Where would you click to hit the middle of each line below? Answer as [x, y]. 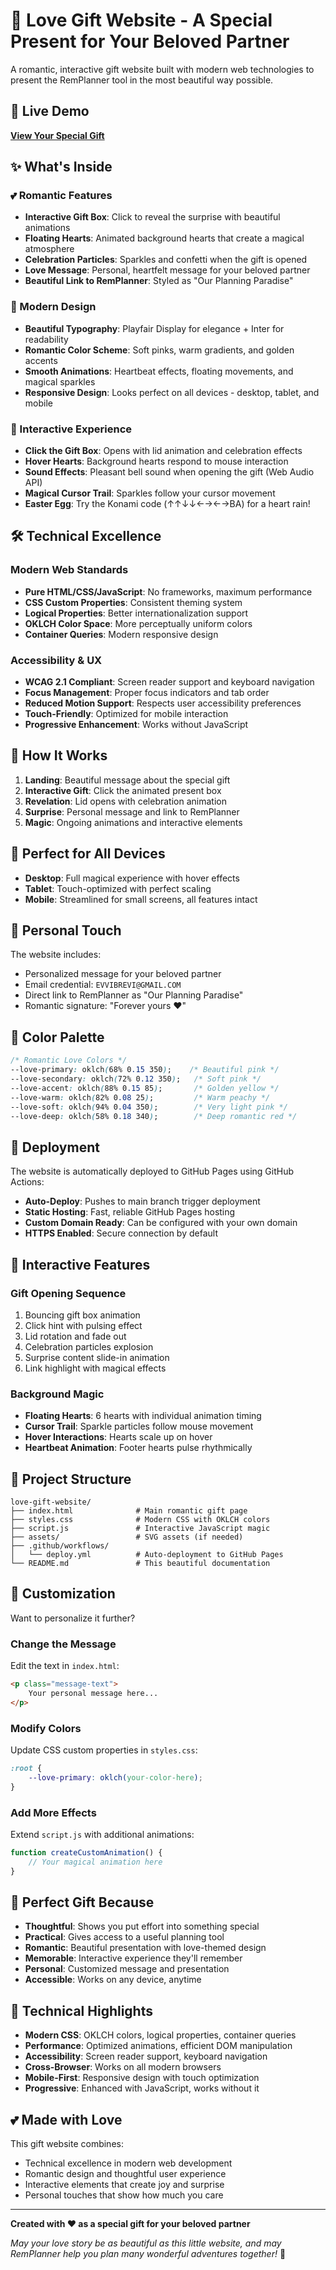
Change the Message [63, 1644]
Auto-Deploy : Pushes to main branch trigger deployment [142, 1201]
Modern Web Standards [69, 570]
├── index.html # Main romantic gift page [129, 1511]
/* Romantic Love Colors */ [69, 1060]
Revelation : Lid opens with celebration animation [125, 801]
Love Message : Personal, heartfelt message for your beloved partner [167, 270]
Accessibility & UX [56, 660]
